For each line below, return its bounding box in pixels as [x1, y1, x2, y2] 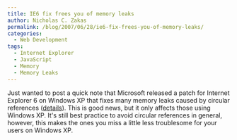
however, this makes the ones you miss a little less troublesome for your [7, 118, 217, 127]
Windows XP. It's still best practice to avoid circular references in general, [7, 110, 223, 120]
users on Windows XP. [7, 126, 74, 134]
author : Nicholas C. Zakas [7, 17, 87, 24]
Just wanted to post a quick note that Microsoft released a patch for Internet [7, 89, 230, 97]
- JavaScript [13, 56, 52, 63]
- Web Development [13, 37, 69, 44]
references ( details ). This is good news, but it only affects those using [7, 103, 211, 112]
